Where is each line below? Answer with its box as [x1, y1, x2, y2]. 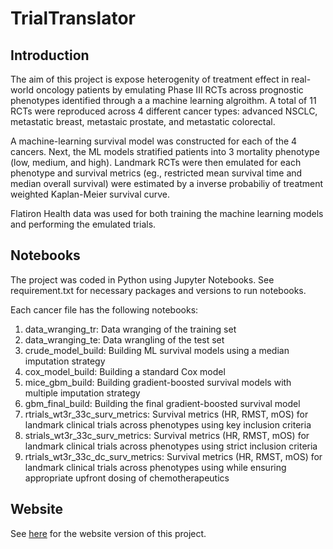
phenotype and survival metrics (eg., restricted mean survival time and [10, 167, 303, 179]
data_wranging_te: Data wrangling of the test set [24, 333, 225, 346]
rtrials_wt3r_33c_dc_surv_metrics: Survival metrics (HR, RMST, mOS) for [24, 450, 323, 462]
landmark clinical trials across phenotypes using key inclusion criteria [24, 418, 312, 431]
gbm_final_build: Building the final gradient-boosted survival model [24, 397, 301, 409]
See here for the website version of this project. [10, 527, 207, 539]
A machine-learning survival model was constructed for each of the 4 [10, 135, 298, 147]
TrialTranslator [10, 7, 136, 30]
